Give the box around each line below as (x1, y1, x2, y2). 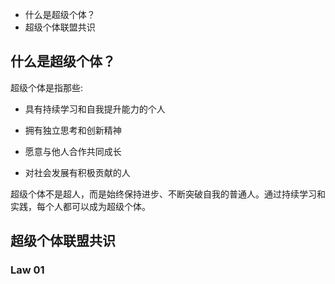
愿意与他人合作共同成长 (24, 145, 122, 157)
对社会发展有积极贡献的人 (24, 166, 131, 178)
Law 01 (10, 263, 45, 277)
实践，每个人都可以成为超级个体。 (10, 200, 151, 212)
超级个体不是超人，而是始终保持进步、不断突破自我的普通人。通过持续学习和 (10, 188, 326, 200)
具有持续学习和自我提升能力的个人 (24, 103, 166, 115)
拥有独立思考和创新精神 (24, 124, 122, 136)
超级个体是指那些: (10, 81, 84, 93)
